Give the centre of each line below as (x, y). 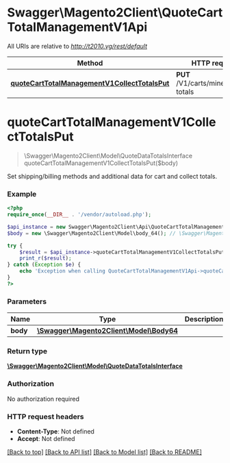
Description (204, 319)
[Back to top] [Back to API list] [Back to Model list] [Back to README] (104, 452)
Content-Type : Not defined (55, 431)
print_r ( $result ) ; (46, 258)
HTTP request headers (46, 416)
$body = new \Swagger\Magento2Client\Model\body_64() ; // (91, 233)
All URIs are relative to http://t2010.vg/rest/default (77, 46)
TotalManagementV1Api (77, 27)
